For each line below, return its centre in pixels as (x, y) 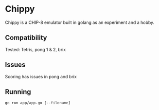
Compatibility (26, 38)
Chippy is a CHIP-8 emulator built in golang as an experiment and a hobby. (80, 22)
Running (18, 92)
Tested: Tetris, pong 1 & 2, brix (35, 49)
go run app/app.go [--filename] (38, 103)
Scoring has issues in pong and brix (41, 76)
